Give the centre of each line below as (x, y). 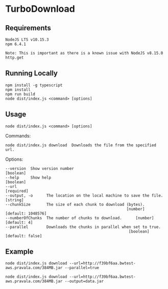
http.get (15, 57)
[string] (15, 200)
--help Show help (28, 178)
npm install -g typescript (34, 85)
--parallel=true (82, 268)
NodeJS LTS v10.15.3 (27, 40)
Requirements (28, 28)
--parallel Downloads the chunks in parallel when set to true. (83, 227)
